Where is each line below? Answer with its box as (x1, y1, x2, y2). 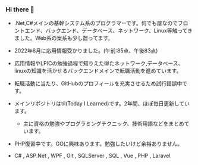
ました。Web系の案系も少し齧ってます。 (14, 35, 114, 42)
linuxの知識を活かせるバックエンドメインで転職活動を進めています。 (14, 67, 182, 74)
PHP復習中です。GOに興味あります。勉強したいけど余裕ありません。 (14, 140, 183, 148)
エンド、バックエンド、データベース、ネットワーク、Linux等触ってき (24, 27, 193, 35)
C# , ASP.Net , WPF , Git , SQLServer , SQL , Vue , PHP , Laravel (14, 152, 171, 160)
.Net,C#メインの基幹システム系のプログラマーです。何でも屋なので (14, 20, 178, 27)
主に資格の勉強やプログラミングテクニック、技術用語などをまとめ (23, 120, 185, 127)
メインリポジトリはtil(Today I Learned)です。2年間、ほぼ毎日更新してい (14, 100, 190, 107)
